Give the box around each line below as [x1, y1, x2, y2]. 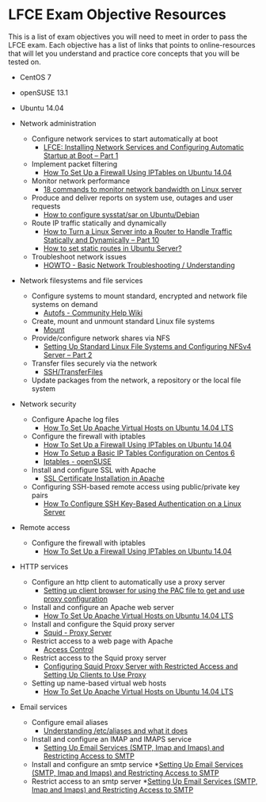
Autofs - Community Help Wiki [43, 308, 143, 317]
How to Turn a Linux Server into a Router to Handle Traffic [43, 226, 233, 236]
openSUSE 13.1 [19, 87, 69, 97]
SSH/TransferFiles [43, 366, 103, 376]
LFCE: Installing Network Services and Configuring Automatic [43, 142, 245, 152]
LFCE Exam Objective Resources [8, 6, 227, 24]
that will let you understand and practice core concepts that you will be [8, 48, 240, 58]
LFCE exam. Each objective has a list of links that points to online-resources [8, 40, 256, 49]
